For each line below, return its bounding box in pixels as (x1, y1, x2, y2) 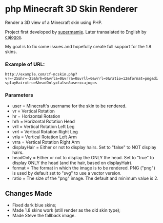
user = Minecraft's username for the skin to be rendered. (12, 103, 127, 109)
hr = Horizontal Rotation (12, 113, 61, 119)
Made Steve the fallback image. (12, 213, 76, 219)
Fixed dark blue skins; (12, 202, 57, 208)
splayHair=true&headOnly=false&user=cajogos (5, 80, 97, 86)
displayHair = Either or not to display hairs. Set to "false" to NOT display (12, 144, 157, 150)
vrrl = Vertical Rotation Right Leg (12, 129, 78, 134)
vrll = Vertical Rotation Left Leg (12, 123, 75, 130)
